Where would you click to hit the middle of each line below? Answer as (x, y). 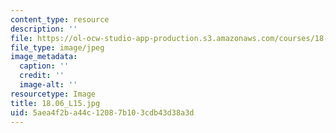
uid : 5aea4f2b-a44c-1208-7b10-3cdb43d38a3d (102, 112)
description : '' (44, 29)
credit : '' (42, 76)
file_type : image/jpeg (57, 47)
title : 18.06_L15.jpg (55, 103)
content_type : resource (60, 19)
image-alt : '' (48, 85)
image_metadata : (44, 57)
